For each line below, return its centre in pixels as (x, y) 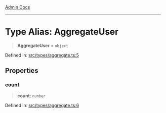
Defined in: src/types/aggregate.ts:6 (42, 105)
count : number (31, 96)
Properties (22, 71)
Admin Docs (18, 7)
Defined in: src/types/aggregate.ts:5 (42, 55)
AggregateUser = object (42, 45)
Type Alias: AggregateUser (62, 32)
